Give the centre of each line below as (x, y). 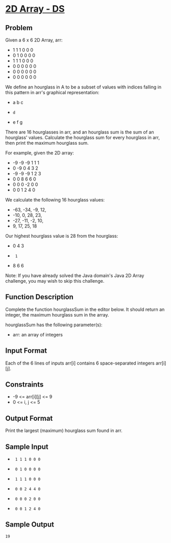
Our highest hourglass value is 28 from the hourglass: (62, 236)
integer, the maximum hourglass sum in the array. (57, 314)
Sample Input (27, 447)
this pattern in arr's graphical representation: (52, 92)
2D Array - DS (35, 9)
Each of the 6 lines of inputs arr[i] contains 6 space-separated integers (80, 363)
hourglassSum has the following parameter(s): (54, 325)
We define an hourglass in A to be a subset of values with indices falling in (83, 87)
